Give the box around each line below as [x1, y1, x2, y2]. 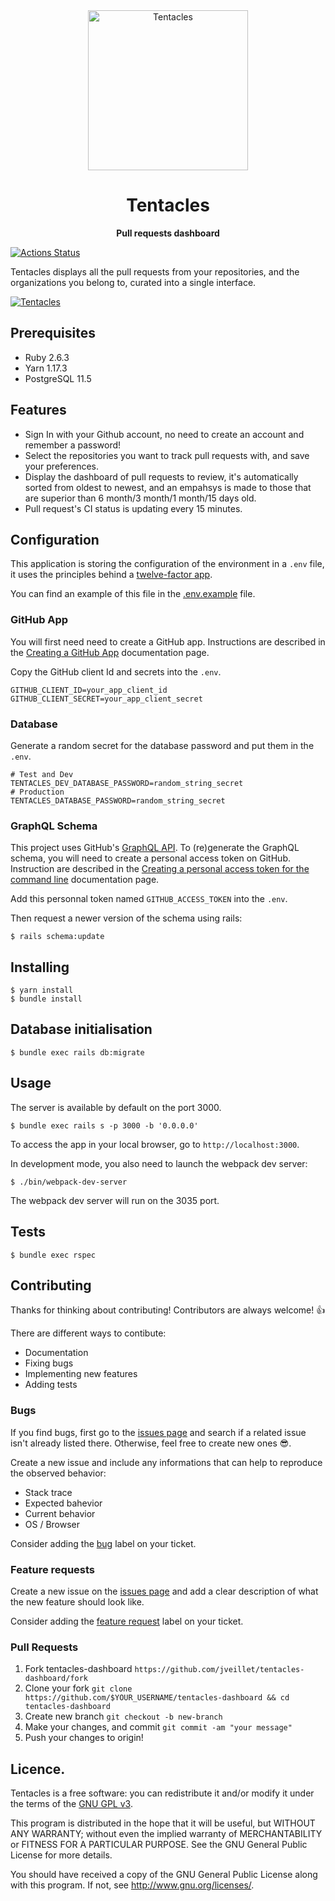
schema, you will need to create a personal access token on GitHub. [10, 852, 291, 864]
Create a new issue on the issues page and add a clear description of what [10, 1585, 319, 1597]
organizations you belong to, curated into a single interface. [10, 276, 257, 288]
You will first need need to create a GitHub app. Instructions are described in [10, 635, 326, 648]
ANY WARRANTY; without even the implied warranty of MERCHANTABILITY [10, 1828, 323, 1840]
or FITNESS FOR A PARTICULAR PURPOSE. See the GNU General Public [10, 1839, 308, 1851]
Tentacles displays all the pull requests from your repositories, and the [10, 265, 300, 278]
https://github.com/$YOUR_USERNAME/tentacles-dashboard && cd [24, 1693, 290, 1703]
